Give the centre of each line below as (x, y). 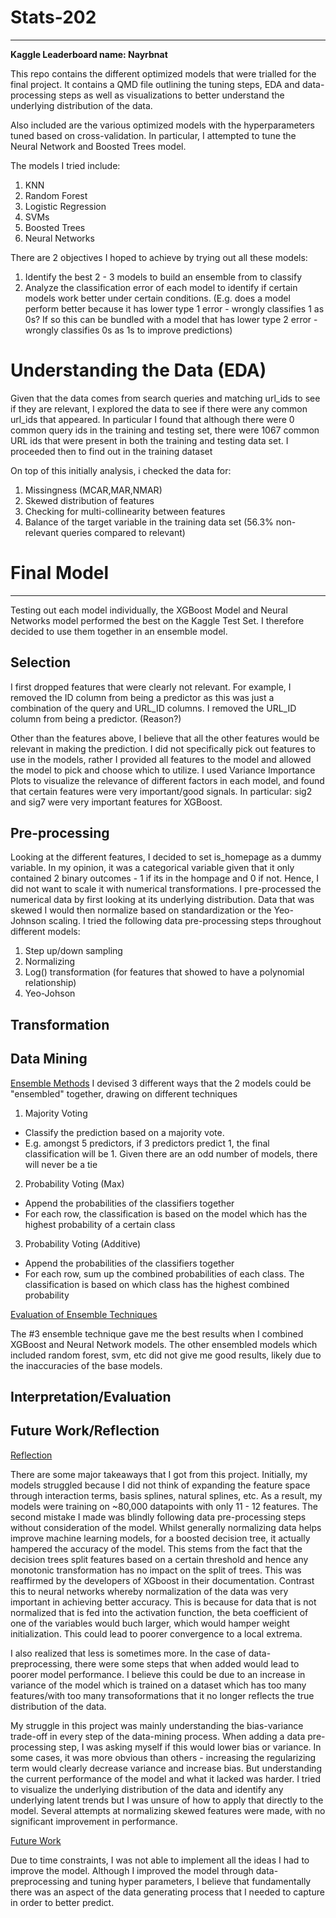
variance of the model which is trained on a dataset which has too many (158, 1685)
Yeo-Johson (50, 993)
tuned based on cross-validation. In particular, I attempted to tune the (153, 135)
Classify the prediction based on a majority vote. (124, 1132)
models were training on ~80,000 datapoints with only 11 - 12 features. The (164, 1506)
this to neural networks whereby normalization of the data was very (149, 1591)
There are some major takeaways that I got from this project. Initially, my (159, 1474)
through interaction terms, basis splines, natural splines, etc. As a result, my (166, 1495)
